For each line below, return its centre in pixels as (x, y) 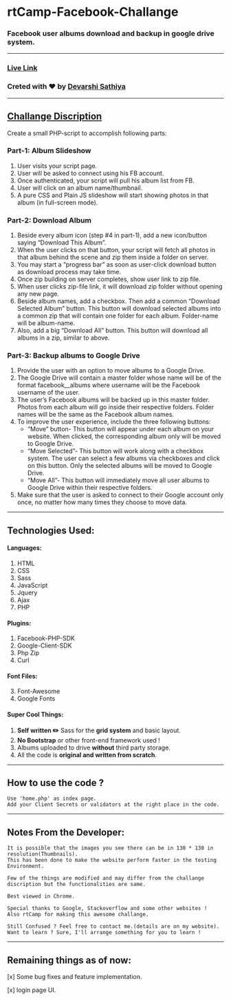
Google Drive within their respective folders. (90, 488)
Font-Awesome (38, 691)
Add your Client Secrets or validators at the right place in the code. (113, 805)
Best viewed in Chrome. (41, 896)
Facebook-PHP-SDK (46, 639)
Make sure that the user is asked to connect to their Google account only (120, 495)
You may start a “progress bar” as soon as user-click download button (117, 265)
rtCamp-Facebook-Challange (93, 12)
